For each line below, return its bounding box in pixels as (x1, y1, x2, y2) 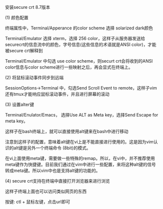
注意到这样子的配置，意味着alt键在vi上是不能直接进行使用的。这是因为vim (5, 139, 154, 144)
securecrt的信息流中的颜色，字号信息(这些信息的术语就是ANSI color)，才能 (5, 42, 157, 47)
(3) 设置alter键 (5, 102, 34, 107)
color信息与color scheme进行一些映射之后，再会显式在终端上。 (5, 64, 133, 70)
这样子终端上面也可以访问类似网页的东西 (5, 188, 87, 194)
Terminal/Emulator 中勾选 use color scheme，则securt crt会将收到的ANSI (5, 58, 153, 64)
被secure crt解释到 (5, 48, 43, 53)
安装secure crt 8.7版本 (5, 4, 50, 10)
